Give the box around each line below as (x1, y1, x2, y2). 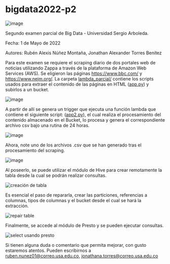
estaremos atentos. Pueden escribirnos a (5, 247, 91, 253)
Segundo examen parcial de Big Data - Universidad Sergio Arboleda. (5, 30, 149, 36)
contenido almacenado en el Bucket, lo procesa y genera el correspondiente (5, 117, 165, 123)
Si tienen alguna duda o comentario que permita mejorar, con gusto (5, 242, 147, 248)
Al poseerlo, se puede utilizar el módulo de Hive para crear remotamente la (5, 167, 162, 173)
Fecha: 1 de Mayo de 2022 (5, 40, 61, 46)
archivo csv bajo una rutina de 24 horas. (5, 122, 90, 128)
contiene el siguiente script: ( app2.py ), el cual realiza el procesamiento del (5, 111, 161, 118)
